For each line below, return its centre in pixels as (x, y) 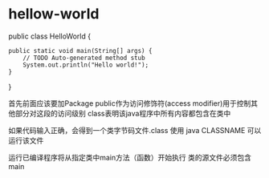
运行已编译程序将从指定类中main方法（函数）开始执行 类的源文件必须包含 (130, 157)
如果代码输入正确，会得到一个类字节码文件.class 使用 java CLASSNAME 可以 (135, 130)
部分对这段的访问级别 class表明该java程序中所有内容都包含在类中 (123, 113)
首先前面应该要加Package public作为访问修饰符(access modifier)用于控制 (130, 103)
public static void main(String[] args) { (80, 51)
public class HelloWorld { (49, 36)
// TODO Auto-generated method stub (84, 58)
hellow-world (54, 14)
